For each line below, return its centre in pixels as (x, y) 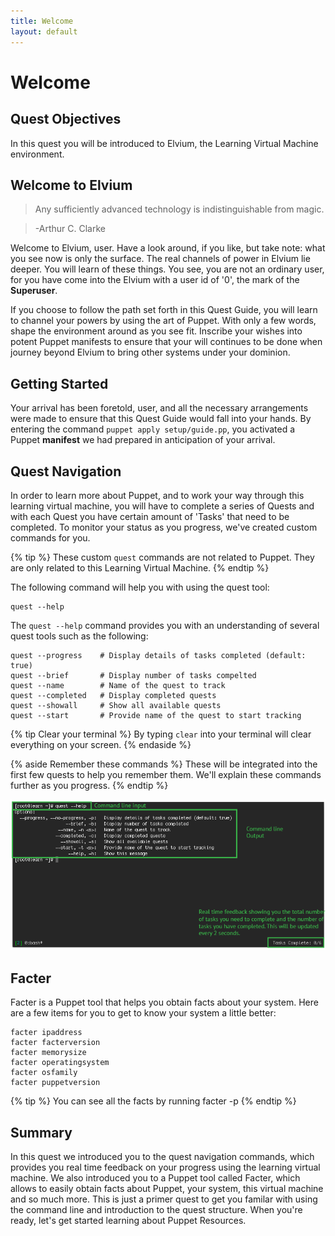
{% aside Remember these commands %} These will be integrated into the (164, 764)
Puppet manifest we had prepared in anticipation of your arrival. (143, 440)
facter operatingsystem (60, 1063)
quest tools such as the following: (79, 636)
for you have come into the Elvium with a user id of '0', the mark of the (155, 280)
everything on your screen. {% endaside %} (101, 744)
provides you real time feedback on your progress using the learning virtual (165, 1167)
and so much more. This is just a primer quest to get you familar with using (164, 1199)
